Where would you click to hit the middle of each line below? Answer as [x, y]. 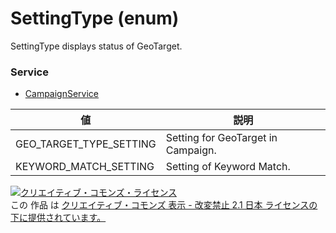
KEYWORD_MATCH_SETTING [85, 167]
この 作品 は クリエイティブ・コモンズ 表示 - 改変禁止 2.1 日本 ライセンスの [164, 205]
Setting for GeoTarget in [221, 138]
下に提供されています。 [58, 218]
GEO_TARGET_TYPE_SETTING [86, 144]
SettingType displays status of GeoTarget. [96, 46]
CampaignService [62, 94]
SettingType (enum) [95, 18]
